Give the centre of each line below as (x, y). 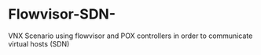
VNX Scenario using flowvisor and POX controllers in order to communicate (130, 36)
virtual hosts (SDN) (39, 43)
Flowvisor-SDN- (62, 14)
